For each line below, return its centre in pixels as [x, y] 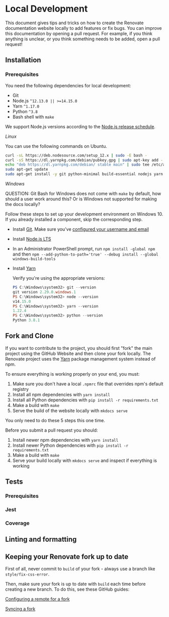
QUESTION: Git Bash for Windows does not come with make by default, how [83, 193]
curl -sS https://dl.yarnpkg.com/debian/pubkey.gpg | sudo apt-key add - [84, 160]
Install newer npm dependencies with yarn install [65, 440]
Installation [23, 60]
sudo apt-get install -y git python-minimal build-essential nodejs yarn [84, 174]
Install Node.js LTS [32, 239]
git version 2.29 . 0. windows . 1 [44, 292]
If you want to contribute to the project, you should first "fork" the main [79, 348]
